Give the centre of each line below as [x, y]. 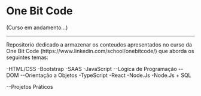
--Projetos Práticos [30, 86]
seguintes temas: [28, 57]
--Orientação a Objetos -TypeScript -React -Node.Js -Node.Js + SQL [106, 75]
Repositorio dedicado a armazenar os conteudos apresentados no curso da [99, 44]
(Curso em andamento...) [37, 27]
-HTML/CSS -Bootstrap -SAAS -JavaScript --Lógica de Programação [92, 69]
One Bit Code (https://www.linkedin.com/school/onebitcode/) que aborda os [100, 51]
